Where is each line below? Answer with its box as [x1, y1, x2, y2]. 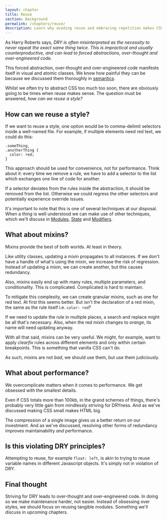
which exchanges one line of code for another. [5, 175, 100, 181]
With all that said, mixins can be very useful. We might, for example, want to [5, 334, 161, 340]
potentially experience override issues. [5, 196, 84, 202]
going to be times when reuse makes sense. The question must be [5, 90, 142, 96]
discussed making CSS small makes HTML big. [5, 407, 101, 413]
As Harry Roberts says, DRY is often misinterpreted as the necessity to [5, 39, 150, 45]
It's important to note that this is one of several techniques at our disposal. [5, 205, 158, 211]
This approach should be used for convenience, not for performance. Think [5, 165, 160, 171]
